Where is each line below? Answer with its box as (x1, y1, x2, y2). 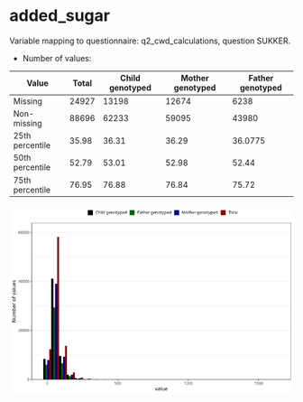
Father (248, 73, 274, 84)
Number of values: (22, 52, 92, 63)
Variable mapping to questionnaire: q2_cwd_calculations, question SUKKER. (9, 35, 291, 46)
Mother (180, 73, 209, 84)
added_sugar (9, 5, 111, 26)
